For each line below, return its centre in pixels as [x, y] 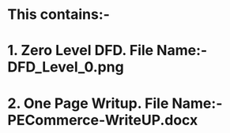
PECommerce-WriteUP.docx [103, 120]
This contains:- [58, 15]
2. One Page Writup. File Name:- [115, 103]
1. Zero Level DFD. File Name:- [107, 51]
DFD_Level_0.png [66, 67]
